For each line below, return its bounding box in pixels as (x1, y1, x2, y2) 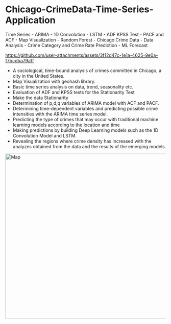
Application (5, 14, 56, 26)
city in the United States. (12, 73, 65, 79)
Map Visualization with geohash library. (12, 78, 96, 84)
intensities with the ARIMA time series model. (12, 111, 108, 117)
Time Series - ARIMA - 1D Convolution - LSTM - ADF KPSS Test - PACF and (5, 31, 164, 37)
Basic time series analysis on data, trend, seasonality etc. (12, 83, 134, 90)
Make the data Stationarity (12, 95, 69, 101)
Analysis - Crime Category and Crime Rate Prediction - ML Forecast (5, 42, 148, 48)
